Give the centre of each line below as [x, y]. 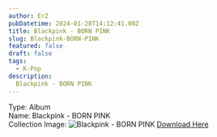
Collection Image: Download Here [108, 124]
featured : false [36, 46]
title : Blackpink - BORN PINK [60, 31]
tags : [17, 62]
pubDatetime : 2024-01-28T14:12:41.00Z [74, 24]
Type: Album [30, 107]
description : [30, 76]
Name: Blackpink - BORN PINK [60, 115]
